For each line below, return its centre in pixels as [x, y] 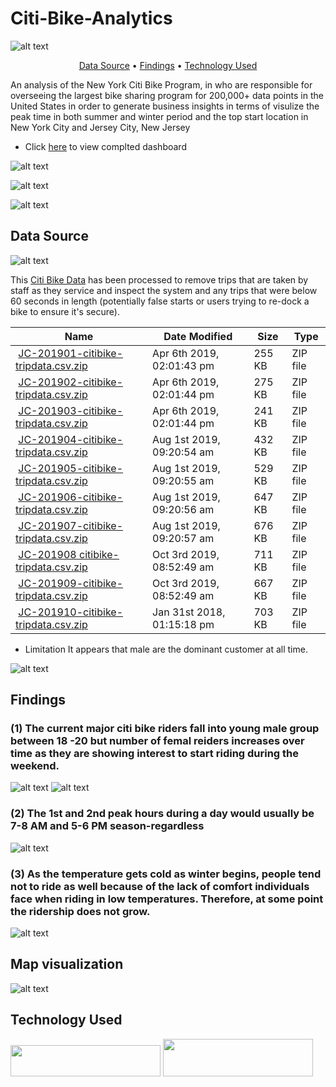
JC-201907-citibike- [71, 525]
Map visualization [67, 964]
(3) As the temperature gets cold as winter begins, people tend [166, 874]
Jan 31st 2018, [189, 612]
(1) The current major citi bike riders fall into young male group [165, 729]
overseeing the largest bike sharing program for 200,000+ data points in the [167, 95]
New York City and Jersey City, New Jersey [100, 127]
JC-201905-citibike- [71, 468]
